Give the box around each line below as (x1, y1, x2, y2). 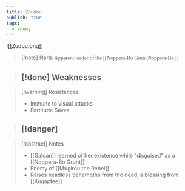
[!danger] (21, 124, 58, 134)
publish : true (6, 15, 42, 21)
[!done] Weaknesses (21, 72, 102, 82)
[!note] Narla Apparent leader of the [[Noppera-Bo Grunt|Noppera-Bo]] (21, 54, 178, 61)
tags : (6, 20, 20, 26)
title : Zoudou (6, 8, 42, 15)
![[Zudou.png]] (6, 42, 44, 50)
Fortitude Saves (30, 107, 70, 114)
